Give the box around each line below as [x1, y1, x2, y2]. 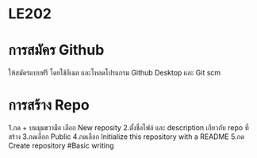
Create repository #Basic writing [8, 141, 114, 151]
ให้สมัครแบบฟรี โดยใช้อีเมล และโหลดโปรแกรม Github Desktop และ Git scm [8, 68, 221, 78]
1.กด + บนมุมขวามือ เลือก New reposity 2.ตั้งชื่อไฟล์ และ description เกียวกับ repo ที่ [8, 123, 249, 133]
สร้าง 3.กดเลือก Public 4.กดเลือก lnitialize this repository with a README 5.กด [8, 132, 244, 141]
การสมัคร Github [8, 41, 105, 60]
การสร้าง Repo [8, 96, 90, 114]
